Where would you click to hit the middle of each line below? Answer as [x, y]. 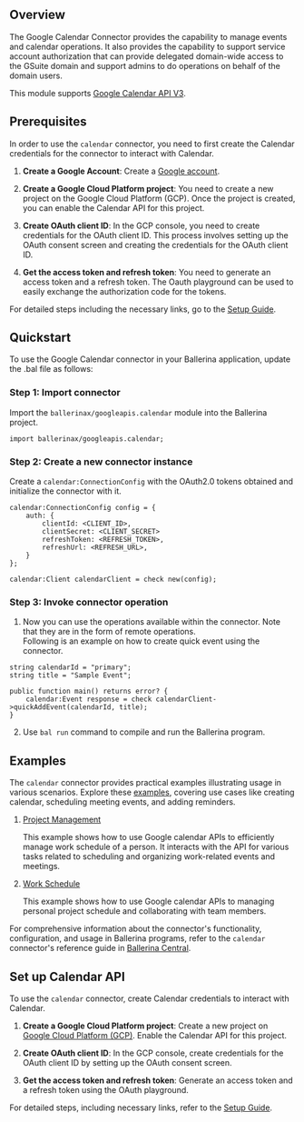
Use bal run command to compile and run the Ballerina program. [144, 732]
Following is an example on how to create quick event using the [141, 641]
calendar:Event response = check [89, 699]
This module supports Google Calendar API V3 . [98, 93]
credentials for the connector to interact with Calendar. [112, 153]
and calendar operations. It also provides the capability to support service [147, 46]
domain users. [36, 75]
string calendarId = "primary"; [70, 667]
